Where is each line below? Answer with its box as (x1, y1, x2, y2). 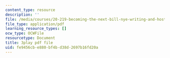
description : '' (5, 12, 39, 17)
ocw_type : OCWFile (5, 31, 44, 36)
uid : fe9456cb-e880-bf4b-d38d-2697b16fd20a (5, 45, 99, 50)
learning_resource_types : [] (5, 26, 67, 31)
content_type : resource (5, 7, 56, 13)
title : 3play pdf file (5, 40, 53, 45)
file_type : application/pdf (5, 21, 65, 27)
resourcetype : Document (5, 36, 56, 41)
